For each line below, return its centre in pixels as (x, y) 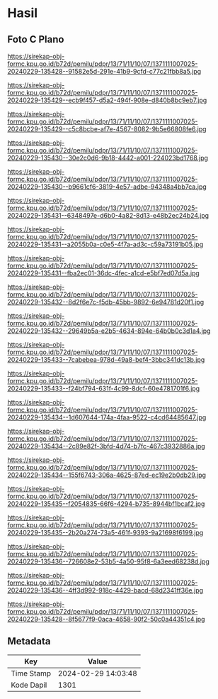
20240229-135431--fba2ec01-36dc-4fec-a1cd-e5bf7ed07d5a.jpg (103, 273)
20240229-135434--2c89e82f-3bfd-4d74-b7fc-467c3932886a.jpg (106, 446)
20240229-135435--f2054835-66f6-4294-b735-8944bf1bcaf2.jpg (106, 504)
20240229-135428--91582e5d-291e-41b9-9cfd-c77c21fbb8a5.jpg (104, 71)
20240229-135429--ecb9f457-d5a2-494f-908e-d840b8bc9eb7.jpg (107, 100)
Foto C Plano (36, 39)
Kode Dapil (29, 685)
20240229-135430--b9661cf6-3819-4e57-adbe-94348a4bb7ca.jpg (107, 187)
